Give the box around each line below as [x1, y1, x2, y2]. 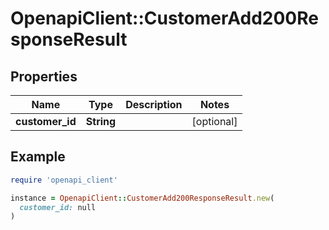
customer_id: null [19, 202, 97, 212]
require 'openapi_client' [10, 175, 118, 185]
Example [10, 148, 66, 166]
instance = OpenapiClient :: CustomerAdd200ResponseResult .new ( [10, 193, 275, 203]
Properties [10, 68, 78, 85]
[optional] [191, 115, 238, 128]
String [85, 115, 117, 128]
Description [125, 98, 183, 111]
